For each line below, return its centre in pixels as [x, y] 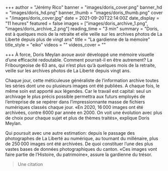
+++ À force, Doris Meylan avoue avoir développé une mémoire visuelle [80, 54]
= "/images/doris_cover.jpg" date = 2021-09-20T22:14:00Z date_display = [82, 18]
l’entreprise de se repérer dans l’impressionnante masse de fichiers [75, 102]
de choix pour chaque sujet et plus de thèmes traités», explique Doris [77, 118]
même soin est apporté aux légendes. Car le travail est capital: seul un [78, 91]
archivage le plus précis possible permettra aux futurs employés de [75, 96]
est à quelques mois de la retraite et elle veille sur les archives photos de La [84, 34]
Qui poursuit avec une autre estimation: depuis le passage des [70, 133]
